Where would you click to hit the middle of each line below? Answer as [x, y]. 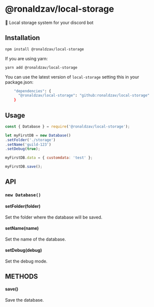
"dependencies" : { [33, 91]
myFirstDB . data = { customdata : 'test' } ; [49, 158]
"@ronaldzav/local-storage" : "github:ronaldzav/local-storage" [84, 96]
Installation [22, 38]
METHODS [22, 276]
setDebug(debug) [24, 250]
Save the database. [24, 300]
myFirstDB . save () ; [24, 167]
